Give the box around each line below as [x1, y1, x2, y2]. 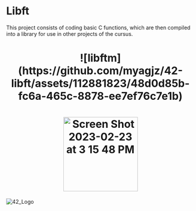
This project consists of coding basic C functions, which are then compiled [6, 24, 191, 31]
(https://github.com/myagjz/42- [17, 64, 183, 78]
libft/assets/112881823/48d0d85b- [11, 77, 190, 90]
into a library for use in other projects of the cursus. [6, 30, 133, 37]
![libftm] [79, 51, 121, 65]
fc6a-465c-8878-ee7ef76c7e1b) [18, 90, 183, 103]
